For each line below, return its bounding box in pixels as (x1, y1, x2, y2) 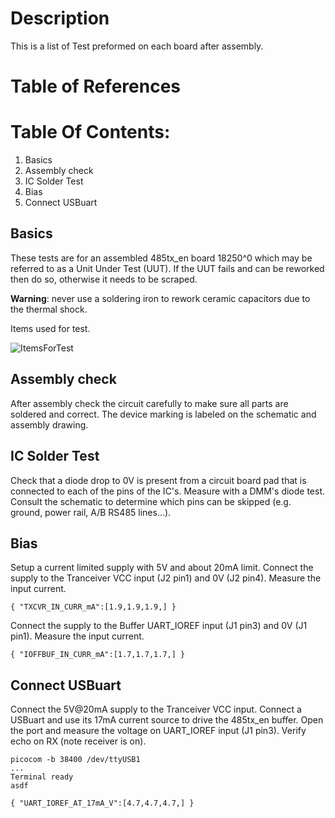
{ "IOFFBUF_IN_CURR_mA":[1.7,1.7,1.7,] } (10, 650, 186, 660)
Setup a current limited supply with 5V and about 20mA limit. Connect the (10, 562, 314, 574)
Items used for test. (10, 322, 91, 334)
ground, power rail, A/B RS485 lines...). (10, 506, 172, 518)
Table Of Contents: (10, 121, 171, 144)
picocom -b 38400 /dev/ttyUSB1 (10, 755, 141, 765)
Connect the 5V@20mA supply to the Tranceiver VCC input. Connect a (10, 703, 302, 716)
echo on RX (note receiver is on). (10, 735, 147, 747)
